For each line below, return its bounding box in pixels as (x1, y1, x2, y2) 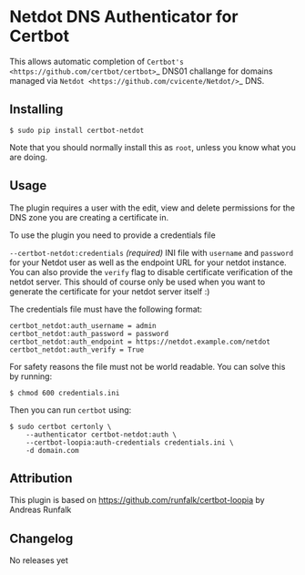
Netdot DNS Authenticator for (9, 6, 239, 27)
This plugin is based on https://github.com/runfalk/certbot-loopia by (9, 495, 266, 506)
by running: (9, 371, 53, 382)
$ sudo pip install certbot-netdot (9, 126, 145, 135)
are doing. (9, 151, 48, 162)
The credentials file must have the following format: (9, 303, 203, 314)
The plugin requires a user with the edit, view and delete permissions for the (9, 202, 296, 213)
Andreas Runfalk (9, 504, 72, 516)
